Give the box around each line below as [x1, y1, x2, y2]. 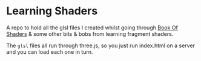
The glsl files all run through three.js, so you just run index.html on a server [6, 42, 196, 49]
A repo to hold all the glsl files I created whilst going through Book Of [6, 24, 179, 31]
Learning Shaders [6, 4, 98, 18]
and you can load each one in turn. [6, 48, 93, 55]
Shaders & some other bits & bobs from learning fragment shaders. [6, 30, 174, 37]
